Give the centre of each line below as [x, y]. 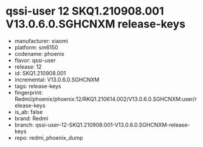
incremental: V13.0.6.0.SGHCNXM [57, 80]
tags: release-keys [38, 86]
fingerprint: [29, 92]
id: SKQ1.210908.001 [40, 73]
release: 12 [28, 67]
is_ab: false [29, 112]
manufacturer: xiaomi [41, 41]
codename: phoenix [40, 53]
